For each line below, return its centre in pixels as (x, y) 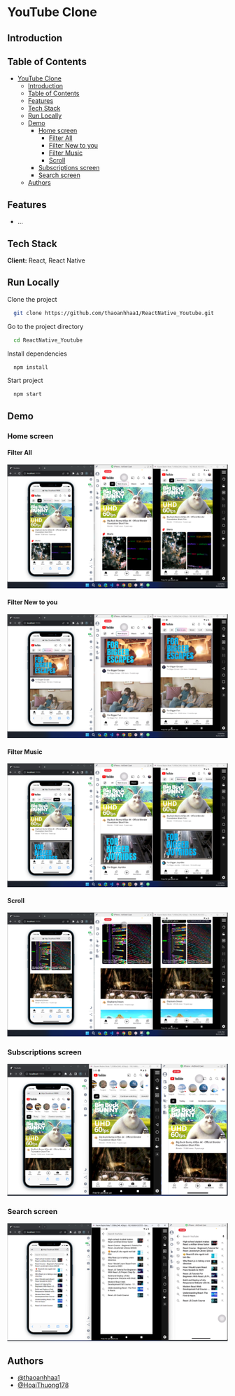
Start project (25, 381)
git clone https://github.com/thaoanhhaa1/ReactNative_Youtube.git (114, 313)
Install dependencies (37, 354)
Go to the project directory (45, 326)
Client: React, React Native (46, 260)
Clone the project (32, 299)
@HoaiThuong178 (43, 1385)
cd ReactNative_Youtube (48, 340)
